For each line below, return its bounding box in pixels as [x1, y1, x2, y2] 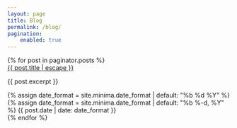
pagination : [7, 30, 42, 37]
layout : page [7, 10, 46, 18]
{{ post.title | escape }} [7, 64, 74, 72]
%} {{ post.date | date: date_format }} [7, 106, 117, 115]
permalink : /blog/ [7, 23, 62, 30]
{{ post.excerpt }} [7, 77, 59, 86]
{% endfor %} [7, 114, 48, 122]
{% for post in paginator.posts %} [7, 56, 105, 64]
